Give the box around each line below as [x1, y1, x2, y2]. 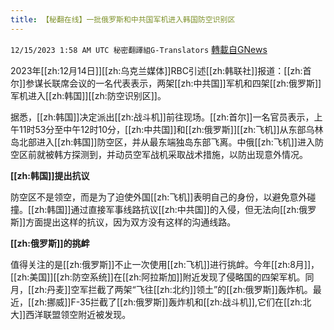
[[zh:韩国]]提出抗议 [10, 169, 90, 181]
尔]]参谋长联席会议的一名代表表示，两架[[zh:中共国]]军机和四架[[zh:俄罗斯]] [10, 77, 322, 89]
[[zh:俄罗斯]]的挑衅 [10, 237, 90, 249]
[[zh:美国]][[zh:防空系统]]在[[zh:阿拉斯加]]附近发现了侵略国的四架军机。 [10, 271, 306, 283]
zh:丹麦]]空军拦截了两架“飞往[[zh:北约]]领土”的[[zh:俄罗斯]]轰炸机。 [34, 283, 313, 295]
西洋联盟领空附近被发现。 [25, 308, 132, 320]
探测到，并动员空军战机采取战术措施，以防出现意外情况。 [71, 148, 308, 160]
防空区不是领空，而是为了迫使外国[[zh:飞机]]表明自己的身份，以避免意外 [10, 191, 308, 203]
